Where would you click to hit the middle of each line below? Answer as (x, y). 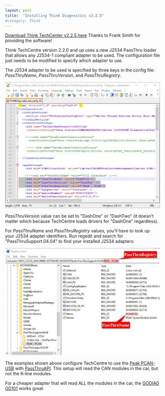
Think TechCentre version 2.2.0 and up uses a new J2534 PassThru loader (81, 50)
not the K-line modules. (29, 374)
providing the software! (29, 41)
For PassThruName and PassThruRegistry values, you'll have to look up (77, 231)
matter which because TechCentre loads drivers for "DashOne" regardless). (82, 221)
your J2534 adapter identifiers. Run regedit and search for (64, 236)
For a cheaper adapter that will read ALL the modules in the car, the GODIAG (82, 383)
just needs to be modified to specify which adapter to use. (64, 61)
